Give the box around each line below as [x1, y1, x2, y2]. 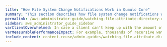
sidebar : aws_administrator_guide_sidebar [5, 21, 94, 26]
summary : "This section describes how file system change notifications [5, 12, 159, 17]
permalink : [5, 16, 28, 21]
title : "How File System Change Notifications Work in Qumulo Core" [5, 7, 150, 12]
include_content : [5, 35, 41, 40]
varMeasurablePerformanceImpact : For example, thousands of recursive [5, 30, 155, 35]
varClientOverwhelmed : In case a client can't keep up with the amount [5, 25, 157, 30]
